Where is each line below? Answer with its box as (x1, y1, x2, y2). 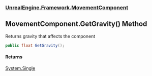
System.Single (5, 65, 36, 71)
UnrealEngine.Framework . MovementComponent (5, 4, 129, 11)
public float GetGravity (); (5, 43, 65, 48)
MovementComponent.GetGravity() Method (5, 20, 147, 28)
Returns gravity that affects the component (5, 33, 96, 39)
